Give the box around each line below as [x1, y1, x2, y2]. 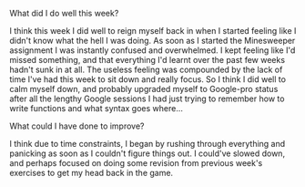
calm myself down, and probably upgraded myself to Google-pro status [9, 84, 279, 94]
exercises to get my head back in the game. [9, 168, 174, 178]
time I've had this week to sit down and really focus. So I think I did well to [9, 74, 287, 85]
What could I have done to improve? [9, 120, 145, 131]
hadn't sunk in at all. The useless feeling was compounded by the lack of [9, 64, 283, 75]
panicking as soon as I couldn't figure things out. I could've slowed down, [9, 148, 285, 159]
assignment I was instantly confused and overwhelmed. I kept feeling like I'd [9, 45, 296, 56]
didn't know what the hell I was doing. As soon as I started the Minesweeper [9, 36, 296, 46]
